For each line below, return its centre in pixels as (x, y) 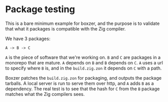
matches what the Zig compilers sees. (45, 94)
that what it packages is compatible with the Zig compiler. (65, 28)
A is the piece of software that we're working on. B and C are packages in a (83, 57)
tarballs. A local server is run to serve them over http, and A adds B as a (79, 83)
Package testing (40, 9)
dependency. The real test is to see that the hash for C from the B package (82, 89)
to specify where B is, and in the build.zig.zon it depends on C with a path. (83, 68)
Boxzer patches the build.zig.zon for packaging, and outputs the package (83, 78)
